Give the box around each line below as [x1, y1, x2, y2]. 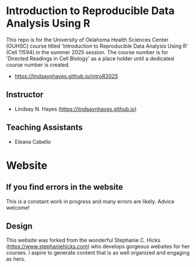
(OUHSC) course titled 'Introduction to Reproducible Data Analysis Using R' [6, 42, 188, 50]
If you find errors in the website [6, 182, 123, 192]
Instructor [6, 90, 44, 100]
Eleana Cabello [14, 138, 51, 145]
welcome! [6, 204, 30, 211]
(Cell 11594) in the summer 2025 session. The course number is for [6, 48, 169, 55]
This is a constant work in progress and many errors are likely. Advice [6, 197, 175, 205]
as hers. [6, 255, 26, 263]
